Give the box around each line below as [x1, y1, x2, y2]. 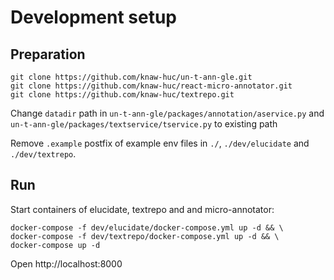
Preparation [10, 46, 86, 63]
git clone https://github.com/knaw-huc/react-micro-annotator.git [10, 81, 293, 91]
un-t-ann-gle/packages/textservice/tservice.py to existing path [10, 118, 278, 130]
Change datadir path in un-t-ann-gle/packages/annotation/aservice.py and [10, 107, 325, 119]
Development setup [10, 6, 178, 29]
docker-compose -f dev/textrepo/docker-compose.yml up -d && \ [10, 231, 280, 241]
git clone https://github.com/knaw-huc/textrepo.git [10, 90, 235, 100]
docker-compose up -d [10, 240, 101, 250]
